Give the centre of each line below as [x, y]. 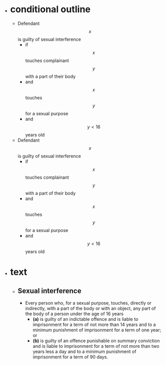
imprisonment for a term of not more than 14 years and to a [94, 324]
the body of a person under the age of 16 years [74, 314]
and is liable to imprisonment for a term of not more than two [96, 346]
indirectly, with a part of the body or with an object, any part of [90, 308]
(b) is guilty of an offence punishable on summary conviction [96, 341]
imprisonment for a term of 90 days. [70, 357]
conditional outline [50, 9]
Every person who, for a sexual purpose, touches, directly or [88, 303]
